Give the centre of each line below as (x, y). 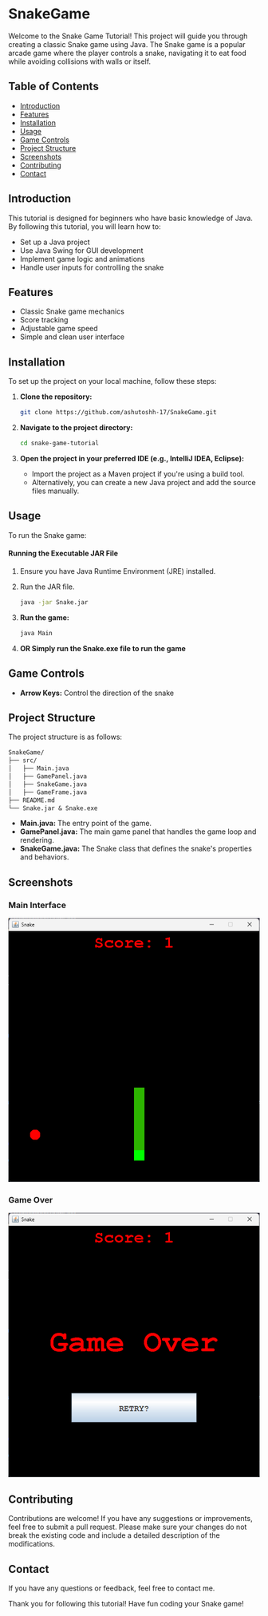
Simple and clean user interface (72, 337)
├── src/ (23, 761)
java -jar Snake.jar (54, 602)
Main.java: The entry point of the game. (86, 824)
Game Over (31, 1200)
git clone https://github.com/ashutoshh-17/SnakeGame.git (118, 413)
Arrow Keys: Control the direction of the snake (97, 693)
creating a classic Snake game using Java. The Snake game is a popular (127, 44)
